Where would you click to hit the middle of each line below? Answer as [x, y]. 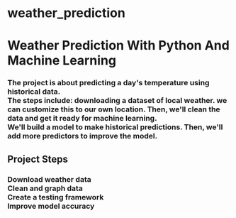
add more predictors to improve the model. [83, 136]
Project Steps [38, 159]
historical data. [34, 92]
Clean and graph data [45, 188]
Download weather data [49, 179]
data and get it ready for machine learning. [82, 119]
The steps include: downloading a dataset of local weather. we [117, 101]
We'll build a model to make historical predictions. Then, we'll [115, 127]
